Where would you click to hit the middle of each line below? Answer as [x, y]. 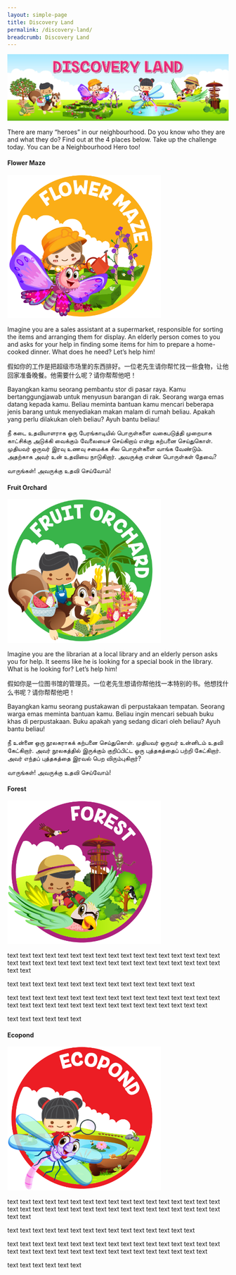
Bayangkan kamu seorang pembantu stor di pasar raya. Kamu [97, 389]
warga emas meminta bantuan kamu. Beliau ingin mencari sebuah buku [111, 714]
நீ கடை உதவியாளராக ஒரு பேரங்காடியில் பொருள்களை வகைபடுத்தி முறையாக [110, 433]
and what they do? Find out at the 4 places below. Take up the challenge [112, 139]
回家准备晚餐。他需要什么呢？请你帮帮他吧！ [72, 375]
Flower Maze [26, 163]
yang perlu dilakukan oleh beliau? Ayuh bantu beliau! [84, 419]
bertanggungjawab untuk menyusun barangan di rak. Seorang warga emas [116, 397]
